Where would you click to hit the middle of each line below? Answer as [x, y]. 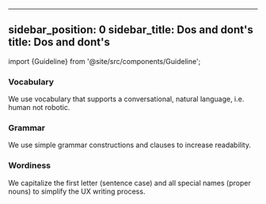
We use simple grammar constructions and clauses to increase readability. [130, 145]
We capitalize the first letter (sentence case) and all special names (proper [129, 183]
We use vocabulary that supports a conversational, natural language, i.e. [126, 99]
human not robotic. [39, 108]
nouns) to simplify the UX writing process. [77, 191]
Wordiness [30, 165]
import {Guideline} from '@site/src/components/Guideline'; [104, 61]
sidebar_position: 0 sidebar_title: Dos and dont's [131, 30]
